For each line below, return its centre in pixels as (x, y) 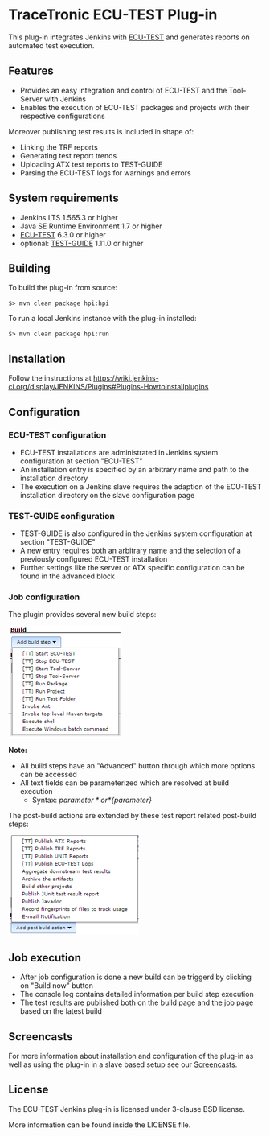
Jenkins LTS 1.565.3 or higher (69, 217)
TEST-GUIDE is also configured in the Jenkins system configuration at (136, 533)
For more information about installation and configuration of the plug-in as (131, 1056)
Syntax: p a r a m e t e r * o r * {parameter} (92, 800)
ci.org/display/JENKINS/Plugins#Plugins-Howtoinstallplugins (108, 387)
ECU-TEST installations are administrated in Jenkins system (119, 452)
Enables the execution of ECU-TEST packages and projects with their (135, 107)
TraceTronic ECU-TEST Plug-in (113, 15)
